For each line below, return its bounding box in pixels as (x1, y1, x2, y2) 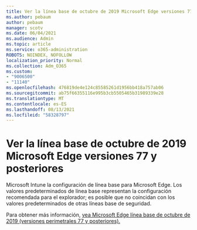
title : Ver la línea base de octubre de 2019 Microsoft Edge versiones (6, 8, 185, 15)
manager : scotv (6, 25, 43, 31)
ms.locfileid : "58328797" (6, 112, 69, 118)
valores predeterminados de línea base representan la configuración (6, 188, 172, 195)
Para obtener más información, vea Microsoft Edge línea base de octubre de (6, 211, 191, 218)
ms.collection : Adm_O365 (6, 63, 67, 69)
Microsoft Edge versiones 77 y (6, 150, 157, 163)
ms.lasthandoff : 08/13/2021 (6, 107, 75, 112)
